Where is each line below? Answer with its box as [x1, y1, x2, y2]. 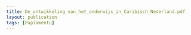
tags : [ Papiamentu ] [6, 20, 55, 26]
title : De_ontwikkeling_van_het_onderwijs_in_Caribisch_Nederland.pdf [6, 8, 186, 15]
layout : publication [6, 14, 58, 20]
